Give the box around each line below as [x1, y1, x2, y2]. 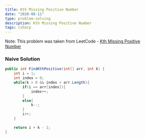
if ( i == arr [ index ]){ [22, 84, 66, 90]
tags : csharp [5, 25, 31, 30]
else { [22, 98, 34, 103]
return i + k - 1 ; [14, 125, 51, 130]
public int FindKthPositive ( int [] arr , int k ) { [5, 66, 105, 72]
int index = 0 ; [14, 76, 44, 80]
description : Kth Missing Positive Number [5, 20, 92, 26]
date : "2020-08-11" [5, 12, 44, 16]
